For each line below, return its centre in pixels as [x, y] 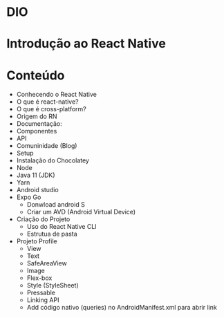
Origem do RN [37, 116]
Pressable [41, 293]
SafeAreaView [47, 263]
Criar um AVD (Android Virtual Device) [81, 212]
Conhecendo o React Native [57, 95]
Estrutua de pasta [52, 234]
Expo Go [29, 197]
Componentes [37, 131]
